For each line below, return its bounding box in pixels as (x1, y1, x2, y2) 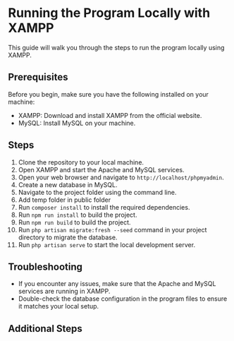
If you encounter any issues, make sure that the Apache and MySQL (18, 280, 216, 288)
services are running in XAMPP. (18, 287, 111, 296)
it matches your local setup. (18, 302, 99, 311)
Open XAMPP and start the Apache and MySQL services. (18, 165, 185, 174)
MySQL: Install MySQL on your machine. (18, 119, 136, 127)
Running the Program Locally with (8, 5, 211, 21)
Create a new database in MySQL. (18, 180, 118, 189)
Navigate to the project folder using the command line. (18, 188, 177, 196)
